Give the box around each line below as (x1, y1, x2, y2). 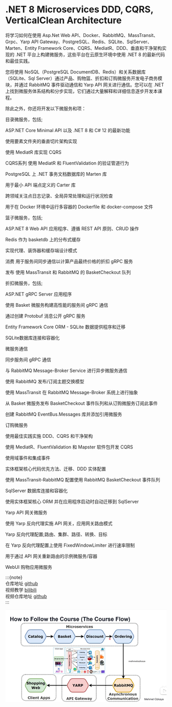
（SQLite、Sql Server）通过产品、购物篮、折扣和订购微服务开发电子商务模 (5, 75, 163, 81)
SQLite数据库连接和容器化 (5, 334, 60, 341)
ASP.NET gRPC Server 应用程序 (5, 291, 72, 297)
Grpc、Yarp (5, 39, 30, 45)
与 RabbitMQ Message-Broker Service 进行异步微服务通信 (5, 367, 128, 374)
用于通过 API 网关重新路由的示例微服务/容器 (5, 553, 98, 559)
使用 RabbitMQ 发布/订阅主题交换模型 (5, 378, 84, 384)
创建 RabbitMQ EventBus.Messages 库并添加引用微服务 (5, 411, 122, 417)
